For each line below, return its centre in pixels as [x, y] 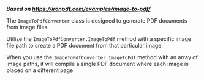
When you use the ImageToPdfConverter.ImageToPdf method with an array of [102, 57]
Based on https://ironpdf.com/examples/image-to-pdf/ [79, 9]
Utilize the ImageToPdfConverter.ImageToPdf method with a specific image [99, 39]
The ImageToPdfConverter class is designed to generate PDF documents [97, 20]
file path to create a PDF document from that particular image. [85, 45]
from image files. [28, 27]
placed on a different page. [40, 70]
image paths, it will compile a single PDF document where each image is [97, 64]
